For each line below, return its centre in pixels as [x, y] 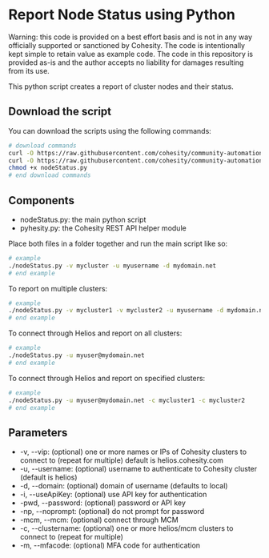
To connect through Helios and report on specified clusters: [107, 378]
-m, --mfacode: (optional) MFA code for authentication [110, 545]
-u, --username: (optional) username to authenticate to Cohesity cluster [139, 469]
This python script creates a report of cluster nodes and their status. [121, 86]
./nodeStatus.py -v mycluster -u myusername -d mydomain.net [112, 266]
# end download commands [50, 175]
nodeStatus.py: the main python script [83, 219]
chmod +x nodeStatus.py [48, 168]
